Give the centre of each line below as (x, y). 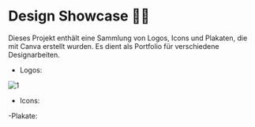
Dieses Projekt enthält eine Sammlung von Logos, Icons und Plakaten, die (128, 38)
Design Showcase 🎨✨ (79, 16)
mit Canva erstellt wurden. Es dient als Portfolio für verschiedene (114, 46)
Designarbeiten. (34, 54)
